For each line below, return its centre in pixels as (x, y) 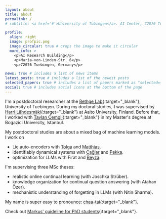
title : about (19, 14)
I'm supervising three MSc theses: (40, 167)
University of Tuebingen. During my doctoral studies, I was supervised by (80, 106)
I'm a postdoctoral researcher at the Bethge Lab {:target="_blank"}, (73, 101)
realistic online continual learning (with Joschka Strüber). (70, 176)
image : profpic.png (30, 42)
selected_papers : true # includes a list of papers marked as (70, 83)
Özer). (19, 187)
